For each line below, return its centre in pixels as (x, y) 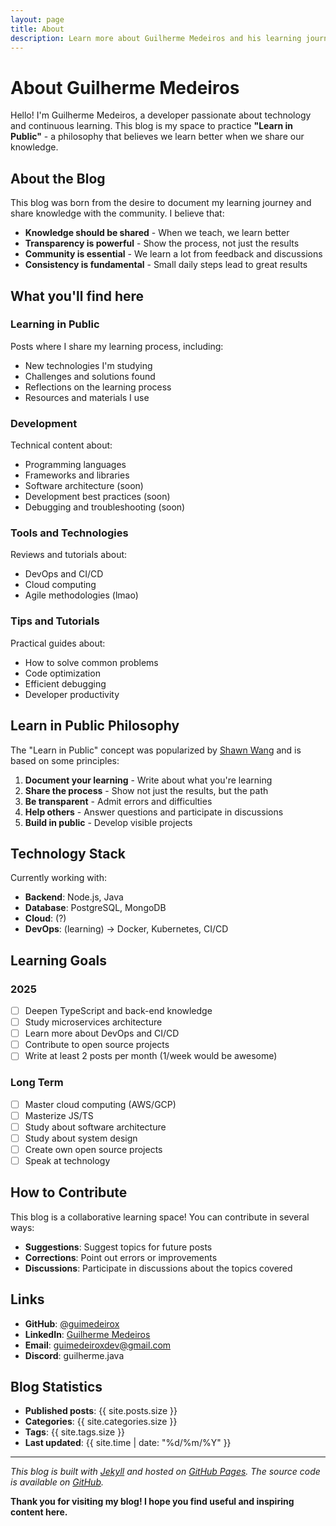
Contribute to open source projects (97, 1045)
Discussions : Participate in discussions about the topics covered (158, 1268)
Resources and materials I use (87, 397)
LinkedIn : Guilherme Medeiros (87, 1334)
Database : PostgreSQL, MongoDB (95, 908)
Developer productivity (72, 694)
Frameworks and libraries (77, 475)
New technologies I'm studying (88, 365)
